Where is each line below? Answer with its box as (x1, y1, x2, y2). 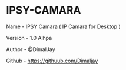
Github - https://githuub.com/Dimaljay (6, 57, 98, 64)
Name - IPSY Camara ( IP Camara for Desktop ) (6, 23, 121, 30)
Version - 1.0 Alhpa (6, 34, 52, 41)
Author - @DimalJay (6, 45, 55, 53)
